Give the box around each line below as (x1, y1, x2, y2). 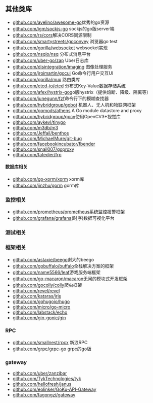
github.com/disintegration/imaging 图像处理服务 (12, 63, 113, 70)
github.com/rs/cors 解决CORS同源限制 (12, 32, 92, 38)
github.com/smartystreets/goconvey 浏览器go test (12, 38, 118, 44)
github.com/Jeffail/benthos (12, 130, 69, 136)
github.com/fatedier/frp (12, 151, 62, 157)
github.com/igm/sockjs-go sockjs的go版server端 (12, 25, 115, 31)
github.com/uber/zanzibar (12, 370, 67, 377)
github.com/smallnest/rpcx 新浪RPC (12, 339, 88, 345)
